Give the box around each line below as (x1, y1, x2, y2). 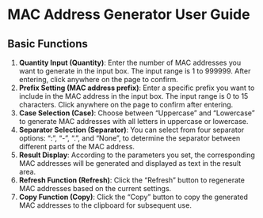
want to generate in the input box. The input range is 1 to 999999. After (18, 66, 251, 76)
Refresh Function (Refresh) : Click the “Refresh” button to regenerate (18, 175, 245, 185)
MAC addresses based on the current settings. (18, 184, 172, 193)
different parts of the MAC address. (18, 142, 135, 151)
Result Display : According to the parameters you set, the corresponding (18, 150, 255, 160)
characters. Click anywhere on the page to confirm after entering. (18, 100, 234, 109)
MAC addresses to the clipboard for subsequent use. (18, 201, 192, 210)
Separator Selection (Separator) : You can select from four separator (18, 125, 245, 134)
